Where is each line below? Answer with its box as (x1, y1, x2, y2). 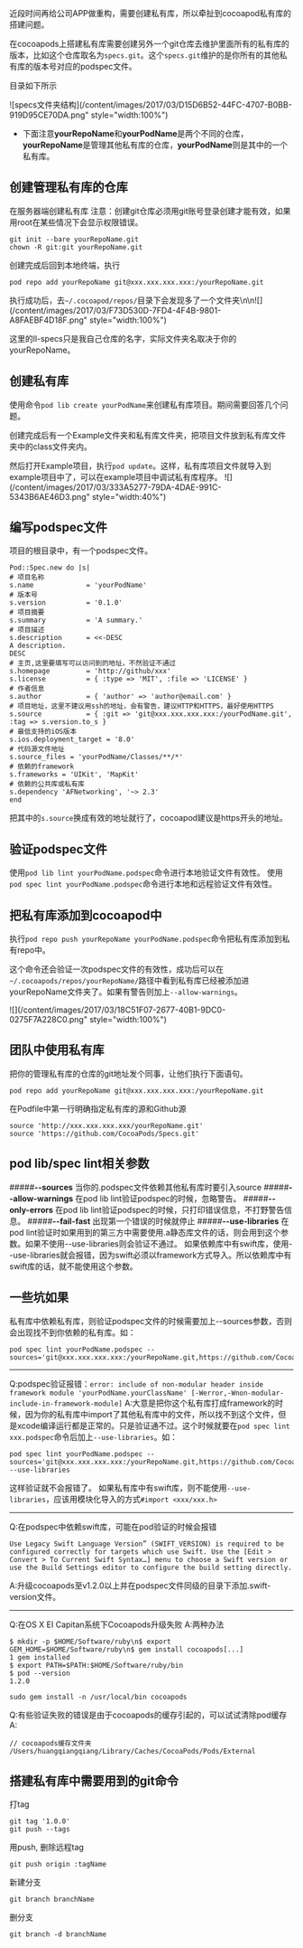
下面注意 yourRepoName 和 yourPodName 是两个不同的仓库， (22, 128, 249, 138)
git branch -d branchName (9, 1930, 106, 1939)
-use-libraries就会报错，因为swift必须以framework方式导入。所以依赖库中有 (9, 1249, 292, 1260)
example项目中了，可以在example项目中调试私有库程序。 (9, 471, 223, 482)
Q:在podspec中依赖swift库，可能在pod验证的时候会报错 (9, 1521, 217, 1532)
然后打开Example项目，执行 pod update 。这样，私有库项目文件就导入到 (9, 460, 271, 471)
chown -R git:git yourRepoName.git (9, 242, 143, 251)
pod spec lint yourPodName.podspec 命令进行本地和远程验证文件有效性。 (9, 879, 278, 889)
